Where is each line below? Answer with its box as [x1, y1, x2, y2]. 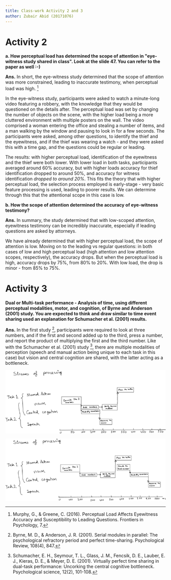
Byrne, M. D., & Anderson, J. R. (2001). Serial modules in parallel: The [12, 532, 158, 538]
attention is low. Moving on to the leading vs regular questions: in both [5, 243, 153, 249]
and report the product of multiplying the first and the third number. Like [5, 337, 156, 344]
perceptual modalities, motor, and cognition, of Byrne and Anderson [5, 305, 153, 311]
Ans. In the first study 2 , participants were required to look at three [5, 326, 145, 333]
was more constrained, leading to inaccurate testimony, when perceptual [5, 79, 158, 85]
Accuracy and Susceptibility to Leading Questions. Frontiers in [12, 517, 144, 523]
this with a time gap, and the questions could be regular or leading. [5, 144, 146, 150]
